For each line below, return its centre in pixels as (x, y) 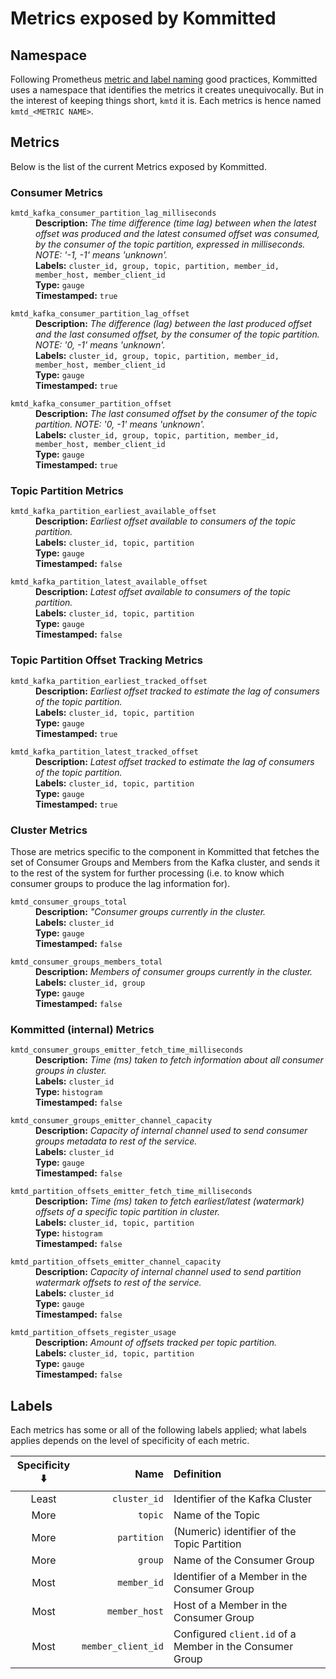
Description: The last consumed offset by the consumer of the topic (176, 414)
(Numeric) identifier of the (235, 1532)
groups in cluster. (71, 1071)
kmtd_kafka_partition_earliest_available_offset (113, 512)
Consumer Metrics (56, 192)
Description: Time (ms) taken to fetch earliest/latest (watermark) (170, 1201)
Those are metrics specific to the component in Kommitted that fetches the (165, 851)
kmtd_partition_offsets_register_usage (93, 1333)
